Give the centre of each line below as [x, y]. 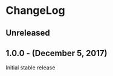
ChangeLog [35, 11]
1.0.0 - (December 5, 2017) [56, 53]
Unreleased [28, 33]
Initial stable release [31, 68]
